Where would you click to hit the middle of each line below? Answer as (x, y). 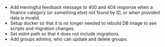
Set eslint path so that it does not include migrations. (65, 34)
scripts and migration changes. (42, 28)
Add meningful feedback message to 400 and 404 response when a (81, 7)
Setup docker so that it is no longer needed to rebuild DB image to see (83, 23)
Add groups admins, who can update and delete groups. (69, 39)
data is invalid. (25, 18)
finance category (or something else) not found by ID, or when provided (85, 12)
